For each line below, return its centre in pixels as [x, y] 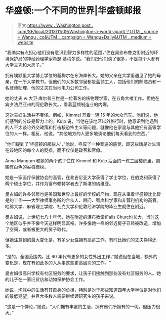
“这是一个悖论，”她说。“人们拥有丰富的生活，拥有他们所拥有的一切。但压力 [81, 306]
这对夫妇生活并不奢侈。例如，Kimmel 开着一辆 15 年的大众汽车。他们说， [80, 115]
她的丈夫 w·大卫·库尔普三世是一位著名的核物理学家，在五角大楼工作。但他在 [82, 98]
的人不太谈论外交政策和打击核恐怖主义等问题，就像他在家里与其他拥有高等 [81, 127]
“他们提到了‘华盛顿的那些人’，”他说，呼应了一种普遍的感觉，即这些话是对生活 [83, 144]
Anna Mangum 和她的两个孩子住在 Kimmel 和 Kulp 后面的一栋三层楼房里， [81, 160]
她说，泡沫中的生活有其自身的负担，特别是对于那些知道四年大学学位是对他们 [83, 290]
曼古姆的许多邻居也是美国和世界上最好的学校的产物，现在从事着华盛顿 [77, 194]
